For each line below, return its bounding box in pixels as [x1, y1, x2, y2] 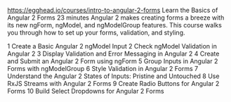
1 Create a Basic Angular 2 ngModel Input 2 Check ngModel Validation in [7, 42, 218, 50]
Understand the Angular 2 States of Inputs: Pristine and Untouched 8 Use [7, 72, 220, 80]
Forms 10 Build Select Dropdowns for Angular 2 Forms [7, 87, 164, 95]
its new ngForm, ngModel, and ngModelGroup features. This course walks [7, 21, 223, 29]
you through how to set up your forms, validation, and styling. [7, 28, 185, 37]
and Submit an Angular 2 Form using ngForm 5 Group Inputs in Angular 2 [7, 57, 218, 65]
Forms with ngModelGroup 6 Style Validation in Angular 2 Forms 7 [7, 65, 199, 72]
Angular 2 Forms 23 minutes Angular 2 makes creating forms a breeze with [7, 13, 225, 22]
